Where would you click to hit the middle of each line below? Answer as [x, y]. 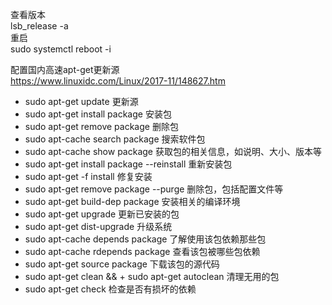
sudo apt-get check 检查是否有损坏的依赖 [110, 289]
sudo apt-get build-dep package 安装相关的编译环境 [132, 201]
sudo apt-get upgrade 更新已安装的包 [102, 214]
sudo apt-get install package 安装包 [98, 114]
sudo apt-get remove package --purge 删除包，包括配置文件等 [154, 189]
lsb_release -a [39, 26]
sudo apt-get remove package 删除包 [101, 126]
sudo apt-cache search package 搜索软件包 [115, 139]
